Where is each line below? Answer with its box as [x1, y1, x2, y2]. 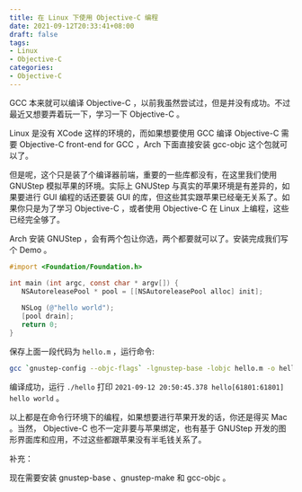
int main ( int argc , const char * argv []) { [9, 278, 179, 287]
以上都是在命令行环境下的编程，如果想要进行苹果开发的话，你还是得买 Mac [9, 411, 288, 422]
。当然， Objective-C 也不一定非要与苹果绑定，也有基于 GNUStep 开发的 [9, 423, 279, 434]
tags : [9, 38, 30, 48]
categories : [9, 64, 54, 73]
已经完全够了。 [9, 214, 65, 224]
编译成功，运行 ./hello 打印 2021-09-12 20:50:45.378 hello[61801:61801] [9, 381, 285, 391]
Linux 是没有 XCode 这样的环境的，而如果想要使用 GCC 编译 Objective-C [9, 127, 280, 138]
